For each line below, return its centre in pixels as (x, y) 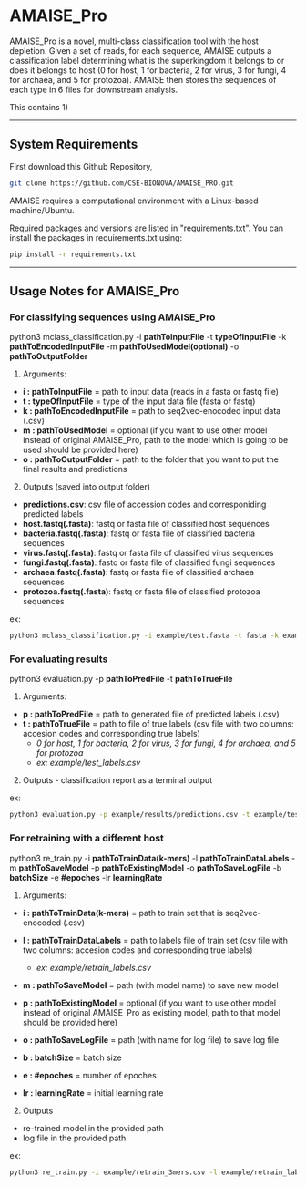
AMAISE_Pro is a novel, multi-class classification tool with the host (134, 41)
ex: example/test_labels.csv (88, 763)
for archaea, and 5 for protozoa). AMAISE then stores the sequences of (143, 79)
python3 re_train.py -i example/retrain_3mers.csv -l (114, 1172)
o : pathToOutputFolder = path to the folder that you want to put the (151, 459)
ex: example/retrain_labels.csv (94, 967)
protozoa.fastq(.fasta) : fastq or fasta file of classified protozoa (142, 592)
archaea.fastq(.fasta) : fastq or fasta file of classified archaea (138, 572)
